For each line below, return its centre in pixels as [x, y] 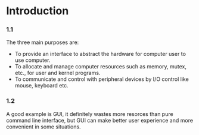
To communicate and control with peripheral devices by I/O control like [102, 79]
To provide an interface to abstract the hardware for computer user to [100, 54]
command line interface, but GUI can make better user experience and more [100, 120]
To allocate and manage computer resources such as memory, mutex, [100, 67]
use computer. [32, 60]
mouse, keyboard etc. [41, 86]
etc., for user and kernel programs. [57, 73]
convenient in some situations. [44, 127]
